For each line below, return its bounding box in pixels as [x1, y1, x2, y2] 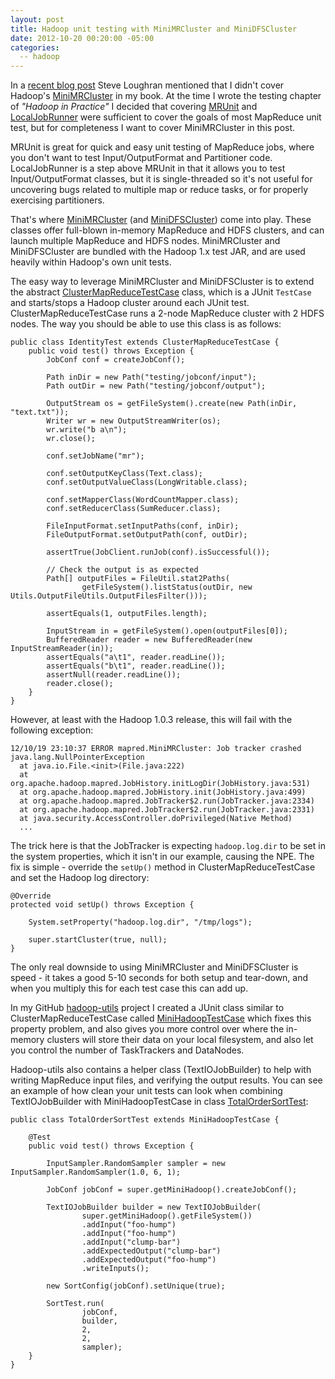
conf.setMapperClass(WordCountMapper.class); [46, 495, 240, 505]
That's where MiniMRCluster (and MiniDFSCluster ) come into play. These [10, 214, 312, 226]
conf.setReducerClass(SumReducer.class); [46, 504, 222, 514]
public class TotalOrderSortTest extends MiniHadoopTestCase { [10, 1115, 280, 1125]
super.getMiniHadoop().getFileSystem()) [81, 1211, 253, 1221]
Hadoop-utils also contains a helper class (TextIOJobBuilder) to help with [10, 1064, 312, 1076]
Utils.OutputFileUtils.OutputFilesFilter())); [10, 591, 208, 601]
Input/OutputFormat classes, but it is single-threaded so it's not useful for [10, 173, 313, 185]
